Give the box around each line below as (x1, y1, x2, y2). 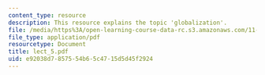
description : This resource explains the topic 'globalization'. (8, 19, 227, 27)
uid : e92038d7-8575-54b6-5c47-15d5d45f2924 (8, 55, 154, 63)
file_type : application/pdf (8, 33, 101, 41)
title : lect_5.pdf (8, 48, 69, 55)
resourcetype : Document (8, 41, 87, 48)
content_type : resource (8, 11, 87, 20)
